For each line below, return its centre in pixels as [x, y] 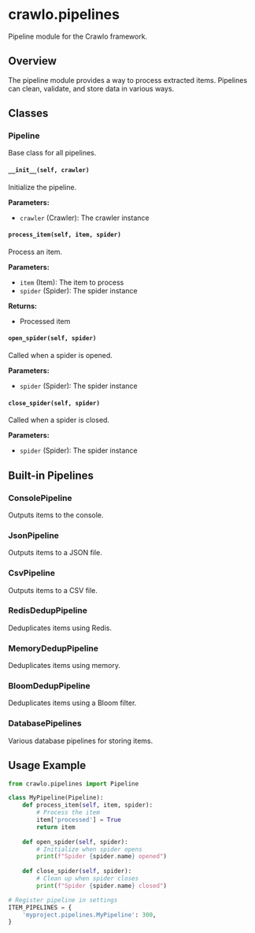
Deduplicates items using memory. [64, 666]
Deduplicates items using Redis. [60, 628]
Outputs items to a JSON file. [55, 553]
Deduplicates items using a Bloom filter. [72, 703]
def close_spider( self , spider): [77, 871]
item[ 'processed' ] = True [79, 820]
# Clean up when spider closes [88, 879]
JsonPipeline [33, 536]
